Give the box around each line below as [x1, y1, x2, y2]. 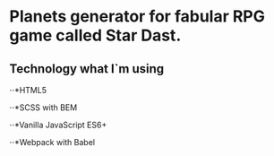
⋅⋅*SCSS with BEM [9, 102, 78, 113]
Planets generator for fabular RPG [9, 6, 266, 27]
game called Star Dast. [9, 25, 182, 46]
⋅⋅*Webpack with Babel [9, 137, 96, 147]
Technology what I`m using [9, 61, 165, 76]
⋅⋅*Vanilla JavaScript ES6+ [9, 119, 107, 130]
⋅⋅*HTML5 [9, 85, 47, 95]
